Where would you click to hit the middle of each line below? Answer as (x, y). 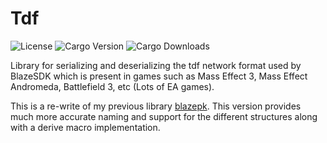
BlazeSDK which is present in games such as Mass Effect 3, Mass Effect (159, 76)
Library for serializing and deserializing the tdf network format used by (156, 65)
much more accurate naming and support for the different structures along (164, 116)
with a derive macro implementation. (85, 127)
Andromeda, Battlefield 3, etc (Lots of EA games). (112, 86)
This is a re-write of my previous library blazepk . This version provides (156, 106)
